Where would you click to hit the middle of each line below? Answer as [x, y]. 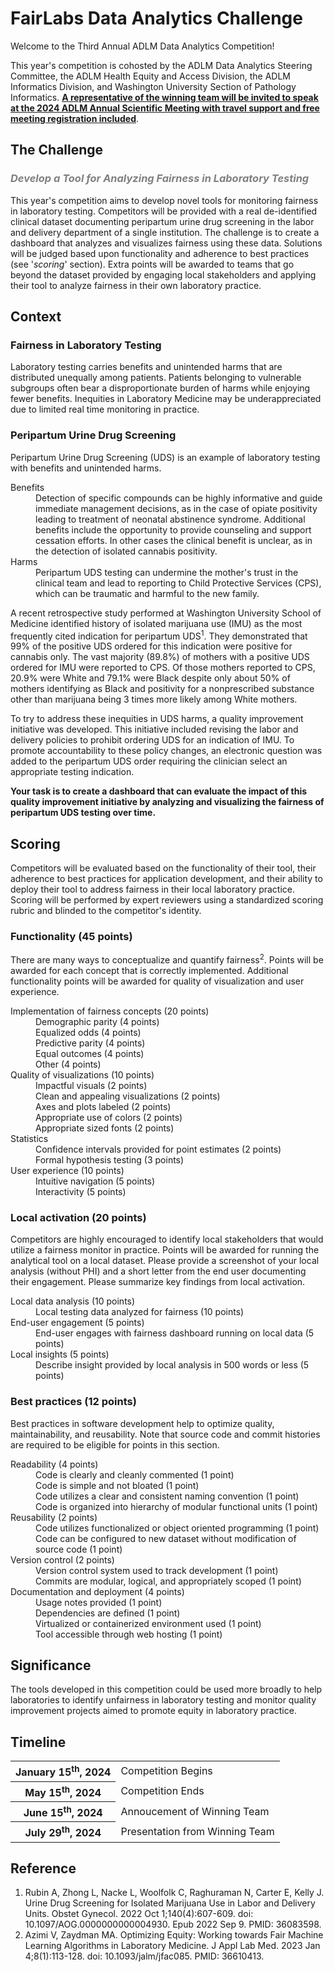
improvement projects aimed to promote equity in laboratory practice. [153, 1711]
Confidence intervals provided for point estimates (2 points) [158, 1149]
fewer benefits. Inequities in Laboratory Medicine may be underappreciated [166, 399]
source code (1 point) [79, 1549]
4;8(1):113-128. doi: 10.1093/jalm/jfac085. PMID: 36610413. [144, 1956]
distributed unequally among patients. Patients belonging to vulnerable [156, 378]
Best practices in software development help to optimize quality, [142, 1423]
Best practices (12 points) [73, 1402]
